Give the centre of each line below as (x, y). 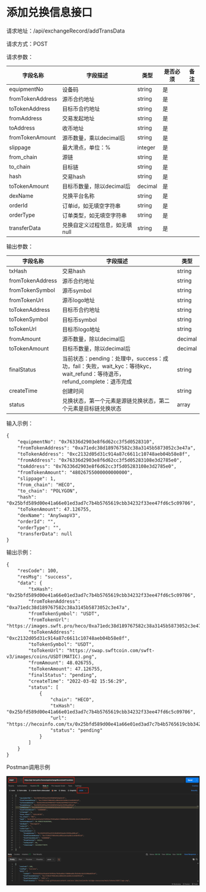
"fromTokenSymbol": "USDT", (64, 614)
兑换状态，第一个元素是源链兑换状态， (111, 401)
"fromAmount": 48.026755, (62, 663)
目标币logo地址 (81, 329)
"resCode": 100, (38, 571)
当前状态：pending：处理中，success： (113, 358)
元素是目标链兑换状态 (94, 408)
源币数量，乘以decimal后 (94, 138)
